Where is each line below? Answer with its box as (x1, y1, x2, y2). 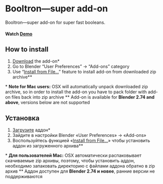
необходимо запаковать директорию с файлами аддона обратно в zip (5, 163, 156, 169)
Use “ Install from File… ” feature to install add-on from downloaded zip (12, 69, 156, 75)
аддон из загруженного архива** (12, 143, 83, 149)
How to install (5, 45, 49, 54)
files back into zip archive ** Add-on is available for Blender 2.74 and (11, 94, 155, 100)
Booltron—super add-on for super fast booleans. (5, 19, 106, 25)
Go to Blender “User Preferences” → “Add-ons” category (12, 63, 130, 69)
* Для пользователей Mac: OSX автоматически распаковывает (5, 152, 142, 159)
